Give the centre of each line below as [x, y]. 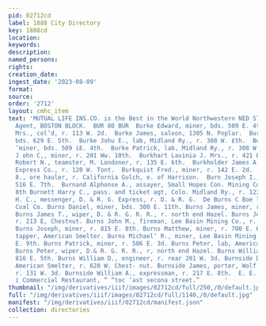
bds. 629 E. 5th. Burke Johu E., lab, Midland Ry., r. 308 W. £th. [131, 140]
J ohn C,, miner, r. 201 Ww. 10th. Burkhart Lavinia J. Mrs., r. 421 [134, 155]
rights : [21, 67]
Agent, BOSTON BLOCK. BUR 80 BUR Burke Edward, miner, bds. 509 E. [132, 126]
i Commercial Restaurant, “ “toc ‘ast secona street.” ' [122, 281]
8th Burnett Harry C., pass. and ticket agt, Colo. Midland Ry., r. [131, 192]
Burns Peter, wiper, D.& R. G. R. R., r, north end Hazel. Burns [125, 251]
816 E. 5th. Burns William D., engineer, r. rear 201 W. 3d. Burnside [134, 258]
